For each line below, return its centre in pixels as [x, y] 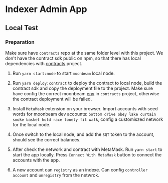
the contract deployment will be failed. [52, 99]
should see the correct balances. [46, 139]
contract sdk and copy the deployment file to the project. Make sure [83, 88]
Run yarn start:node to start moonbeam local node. [64, 73]
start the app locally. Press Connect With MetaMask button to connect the [87, 154]
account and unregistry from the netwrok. [56, 175]
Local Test [22, 28]
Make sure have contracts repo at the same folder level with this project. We [84, 53]
